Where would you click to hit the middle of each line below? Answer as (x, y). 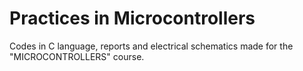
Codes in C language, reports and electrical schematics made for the (151, 46)
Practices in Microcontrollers (132, 18)
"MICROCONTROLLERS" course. (77, 56)
